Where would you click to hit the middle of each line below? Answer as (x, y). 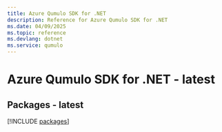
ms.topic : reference (37, 33)
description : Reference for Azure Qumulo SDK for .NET (88, 20)
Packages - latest (46, 105)
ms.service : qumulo (35, 45)
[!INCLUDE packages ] (38, 121)
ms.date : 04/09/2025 (37, 26)
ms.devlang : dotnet (35, 39)
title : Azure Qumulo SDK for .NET (57, 13)
